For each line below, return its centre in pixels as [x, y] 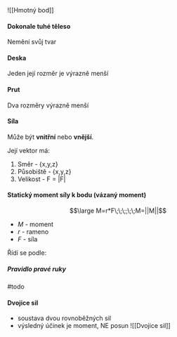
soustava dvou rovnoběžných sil [64, 318]
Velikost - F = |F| [41, 179]
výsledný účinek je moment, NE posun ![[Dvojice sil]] [94, 326]
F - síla [27, 239]
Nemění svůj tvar [32, 42]
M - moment [35, 225]
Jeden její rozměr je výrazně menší [58, 74]
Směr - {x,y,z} [38, 164]
